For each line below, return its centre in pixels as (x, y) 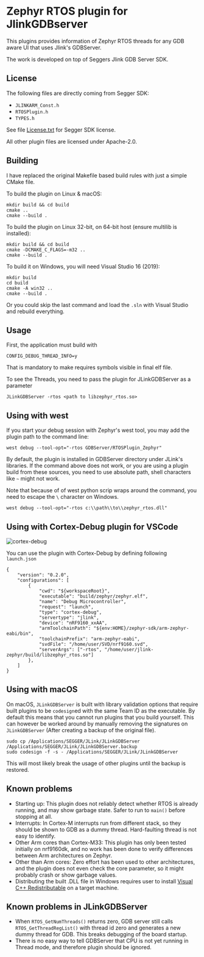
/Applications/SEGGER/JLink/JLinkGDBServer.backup (72, 747)
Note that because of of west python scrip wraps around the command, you (101, 490)
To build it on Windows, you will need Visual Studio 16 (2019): (83, 266)
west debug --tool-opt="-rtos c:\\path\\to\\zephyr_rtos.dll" (87, 508)
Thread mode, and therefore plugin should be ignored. (83, 947)
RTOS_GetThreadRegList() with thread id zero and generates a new (98, 928)
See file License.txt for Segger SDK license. (61, 130)
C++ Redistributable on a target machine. (67, 888)
